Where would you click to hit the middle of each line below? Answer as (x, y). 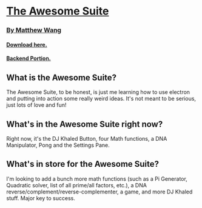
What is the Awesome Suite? (62, 77)
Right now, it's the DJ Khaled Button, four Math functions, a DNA (87, 138)
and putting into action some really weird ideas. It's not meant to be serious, (101, 99)
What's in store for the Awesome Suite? (83, 164)
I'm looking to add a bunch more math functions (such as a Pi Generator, (97, 179)
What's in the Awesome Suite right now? (85, 124)
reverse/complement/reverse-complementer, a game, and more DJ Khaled (99, 192)
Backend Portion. (29, 58)
